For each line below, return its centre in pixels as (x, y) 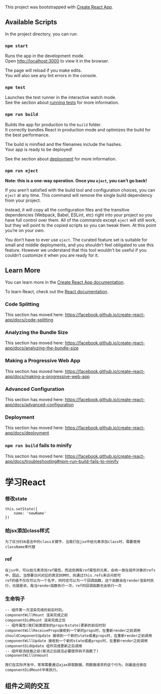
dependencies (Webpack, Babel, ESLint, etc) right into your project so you (79, 215)
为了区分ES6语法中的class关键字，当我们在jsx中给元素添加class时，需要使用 (73, 542)
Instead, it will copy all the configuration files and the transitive (67, 210)
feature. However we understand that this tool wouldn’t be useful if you (76, 250)
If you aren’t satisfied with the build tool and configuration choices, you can (80, 190)
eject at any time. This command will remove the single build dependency (79, 195)
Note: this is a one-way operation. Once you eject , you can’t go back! (76, 181)
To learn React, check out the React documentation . (57, 291)
